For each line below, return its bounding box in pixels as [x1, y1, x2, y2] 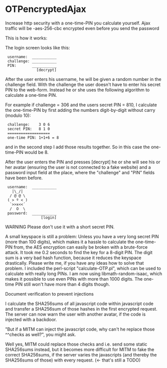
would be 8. [24, 149, 49, 155]
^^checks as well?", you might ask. [5, 331, 76, 338]
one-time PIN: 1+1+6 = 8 [7, 135, 59, 140]
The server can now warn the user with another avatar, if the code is [5, 311, 146, 317]
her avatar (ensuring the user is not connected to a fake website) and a [5, 164, 151, 170]
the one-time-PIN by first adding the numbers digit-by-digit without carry [5, 107, 156, 113]
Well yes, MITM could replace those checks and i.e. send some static [5, 341, 148, 347]
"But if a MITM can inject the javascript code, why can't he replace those [5, 326, 155, 332]
